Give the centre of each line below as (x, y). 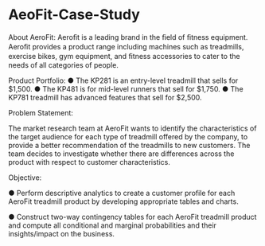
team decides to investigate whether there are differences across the (121, 154)
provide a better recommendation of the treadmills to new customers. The (129, 145)
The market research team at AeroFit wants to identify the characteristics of (132, 128)
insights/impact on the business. (62, 233)
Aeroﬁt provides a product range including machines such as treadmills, (126, 46)
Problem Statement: (41, 112)
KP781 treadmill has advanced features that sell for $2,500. (105, 97)
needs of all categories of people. (64, 64)
